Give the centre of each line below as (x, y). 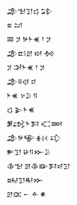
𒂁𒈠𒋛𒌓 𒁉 (30, 11)
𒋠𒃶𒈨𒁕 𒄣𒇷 (35, 124)
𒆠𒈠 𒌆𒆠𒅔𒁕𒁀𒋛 (38, 166)
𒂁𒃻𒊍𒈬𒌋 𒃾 (34, 138)
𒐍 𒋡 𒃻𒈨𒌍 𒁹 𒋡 (29, 39)
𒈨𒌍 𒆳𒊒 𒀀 (22, 95)
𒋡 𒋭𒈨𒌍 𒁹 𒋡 (26, 67)
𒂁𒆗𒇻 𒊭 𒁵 (31, 53)
